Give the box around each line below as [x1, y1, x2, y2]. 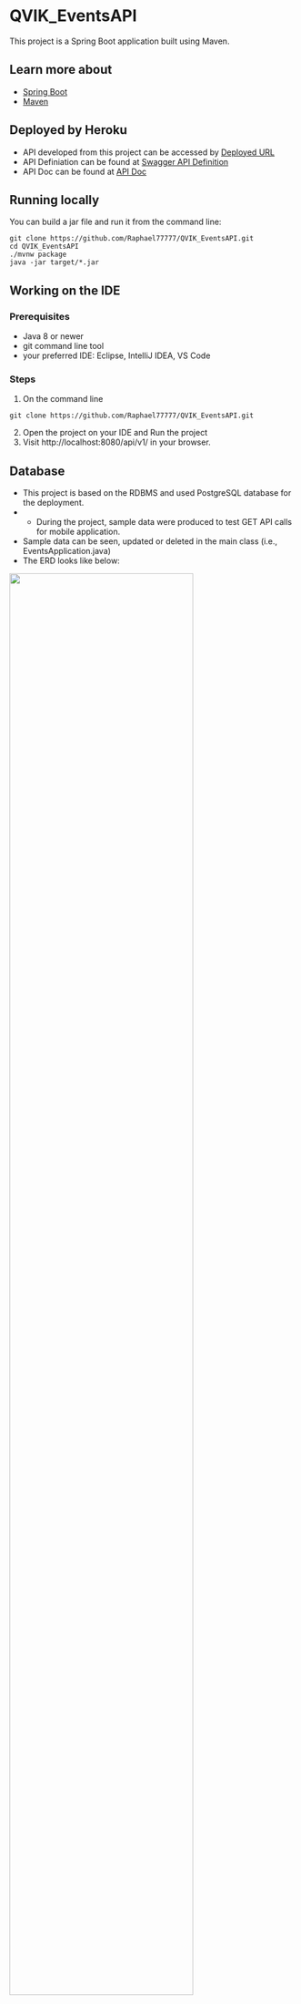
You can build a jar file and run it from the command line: [9, 216, 222, 228]
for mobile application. [35, 526, 121, 538]
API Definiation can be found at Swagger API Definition [22, 156, 229, 167]
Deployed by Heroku [9, 122, 127, 138]
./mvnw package [9, 250, 67, 260]
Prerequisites [9, 310, 70, 323]
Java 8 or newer [22, 331, 85, 342]
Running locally [9, 192, 100, 208]
